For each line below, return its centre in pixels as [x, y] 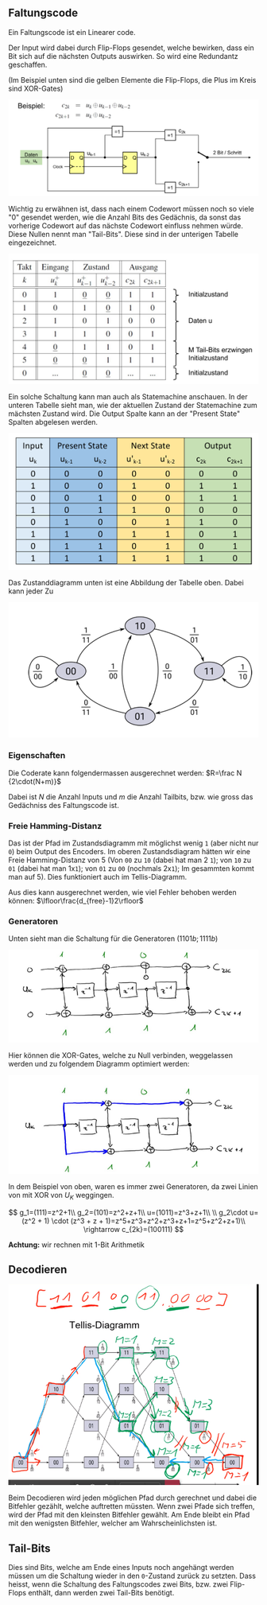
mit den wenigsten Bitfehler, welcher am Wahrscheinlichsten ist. [112, 1523]
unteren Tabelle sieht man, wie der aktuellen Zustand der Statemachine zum [133, 406]
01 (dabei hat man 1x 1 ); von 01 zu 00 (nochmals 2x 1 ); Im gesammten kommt [131, 868]
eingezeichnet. [33, 243]
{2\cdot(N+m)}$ [35, 781]
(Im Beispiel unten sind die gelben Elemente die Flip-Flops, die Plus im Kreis [132, 80]
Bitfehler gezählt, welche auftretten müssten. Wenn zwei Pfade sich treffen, [132, 1506]
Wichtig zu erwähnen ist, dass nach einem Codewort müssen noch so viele [131, 209]
